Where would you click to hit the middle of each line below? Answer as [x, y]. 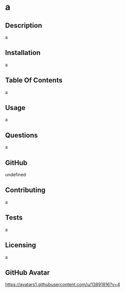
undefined [16, 175]
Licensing [21, 245]
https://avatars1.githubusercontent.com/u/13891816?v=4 [63, 285]
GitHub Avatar [28, 272]
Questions [22, 135]
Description [24, 25]
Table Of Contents [34, 80]
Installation [23, 53]
